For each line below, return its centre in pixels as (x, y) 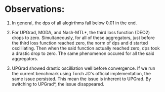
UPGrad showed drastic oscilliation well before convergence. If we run (83, 68)
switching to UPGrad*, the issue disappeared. (58, 84)
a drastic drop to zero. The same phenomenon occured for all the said (83, 53)
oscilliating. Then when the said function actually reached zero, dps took (86, 48)
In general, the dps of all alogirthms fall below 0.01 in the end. (74, 23)
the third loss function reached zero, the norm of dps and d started (80, 43)
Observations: (35, 9)
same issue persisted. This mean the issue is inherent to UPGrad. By (81, 79)
